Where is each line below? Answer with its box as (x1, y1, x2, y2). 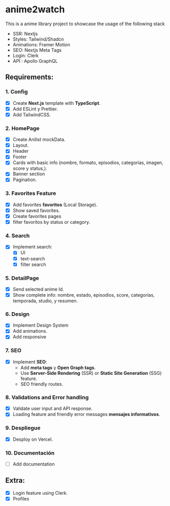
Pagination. (12, 176, 37, 183)
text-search (20, 256, 45, 262)
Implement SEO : (12, 358, 47, 365)
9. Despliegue (5, 424, 41, 431)
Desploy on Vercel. (12, 436, 53, 442)
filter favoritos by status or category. (12, 219, 90, 225)
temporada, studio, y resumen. (12, 298, 78, 304)
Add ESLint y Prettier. (12, 105, 58, 112)
